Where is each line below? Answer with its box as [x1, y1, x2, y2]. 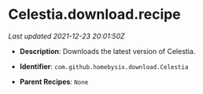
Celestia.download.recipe [8, 5, 181, 23]
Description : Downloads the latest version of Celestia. [19, 46, 196, 56]
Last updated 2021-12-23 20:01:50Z [8, 31, 125, 41]
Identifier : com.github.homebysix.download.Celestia [19, 61, 189, 71]
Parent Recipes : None [19, 77, 89, 86]
